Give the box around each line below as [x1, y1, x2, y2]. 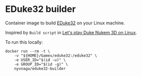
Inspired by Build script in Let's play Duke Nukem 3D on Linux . [5, 29, 137, 35]
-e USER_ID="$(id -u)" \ [14, 57, 66, 63]
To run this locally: [5, 39, 43, 45]
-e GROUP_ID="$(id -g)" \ [14, 62, 68, 67]
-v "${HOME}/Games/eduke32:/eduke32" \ [14, 53, 97, 58]
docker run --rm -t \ [5, 49, 50, 54]
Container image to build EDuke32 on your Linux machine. [5, 20, 125, 26]
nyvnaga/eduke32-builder [14, 66, 66, 71]
